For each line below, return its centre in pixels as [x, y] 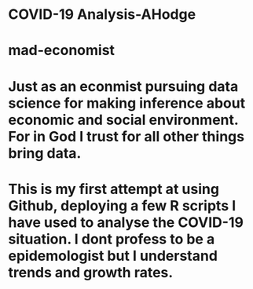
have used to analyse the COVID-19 [126, 222]
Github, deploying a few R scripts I [122, 205]
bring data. [45, 153]
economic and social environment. [123, 120]
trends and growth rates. [91, 272]
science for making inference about [127, 103]
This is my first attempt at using [114, 189]
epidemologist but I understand [113, 256]
